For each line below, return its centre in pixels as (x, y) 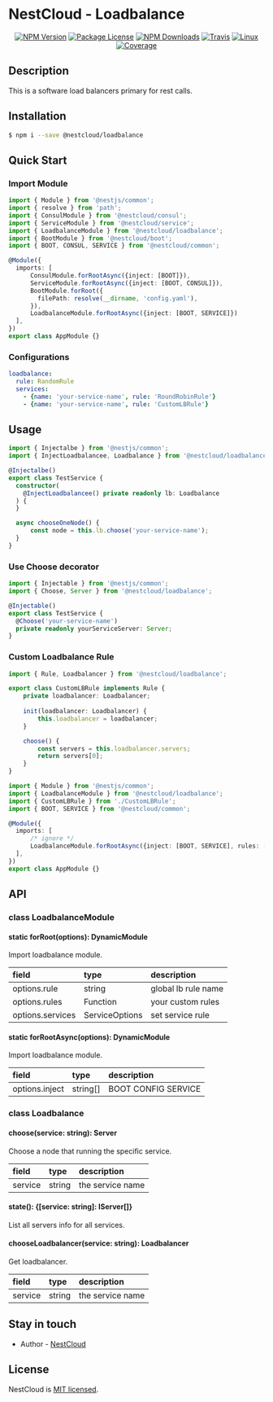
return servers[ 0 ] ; (71, 756)
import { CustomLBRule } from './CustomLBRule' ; (92, 801)
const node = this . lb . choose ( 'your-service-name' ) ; (119, 531)
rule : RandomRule (45, 382)
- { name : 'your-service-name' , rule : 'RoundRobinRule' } (120, 397)
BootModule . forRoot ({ (67, 291)
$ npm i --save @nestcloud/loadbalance (76, 135)
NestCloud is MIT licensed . (54, 1389)
